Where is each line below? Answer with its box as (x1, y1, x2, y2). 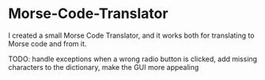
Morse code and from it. (8, 38, 87, 48)
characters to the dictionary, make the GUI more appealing (8, 62, 199, 71)
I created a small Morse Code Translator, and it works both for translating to (8, 31, 255, 40)
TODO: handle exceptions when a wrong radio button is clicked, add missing (8, 54, 258, 64)
